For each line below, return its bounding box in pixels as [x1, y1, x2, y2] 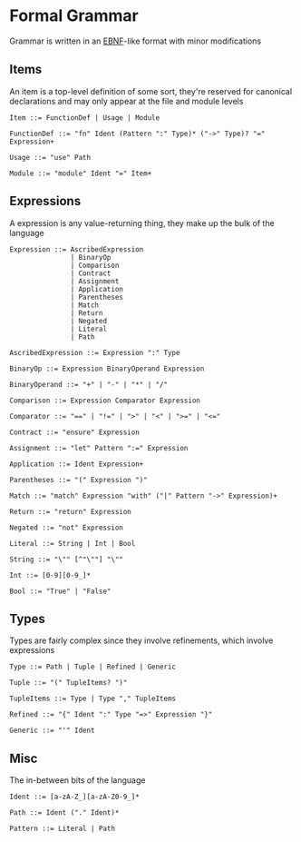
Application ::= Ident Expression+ [9, 460, 144, 469]
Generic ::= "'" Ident [9, 726, 95, 736]
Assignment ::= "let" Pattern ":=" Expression [9, 443, 189, 452]
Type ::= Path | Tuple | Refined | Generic [9, 662, 177, 672]
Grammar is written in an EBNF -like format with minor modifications [9, 35, 261, 46]
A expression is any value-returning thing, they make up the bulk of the [9, 217, 275, 228]
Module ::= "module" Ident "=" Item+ [9, 169, 152, 178]
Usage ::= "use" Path [9, 153, 92, 162]
